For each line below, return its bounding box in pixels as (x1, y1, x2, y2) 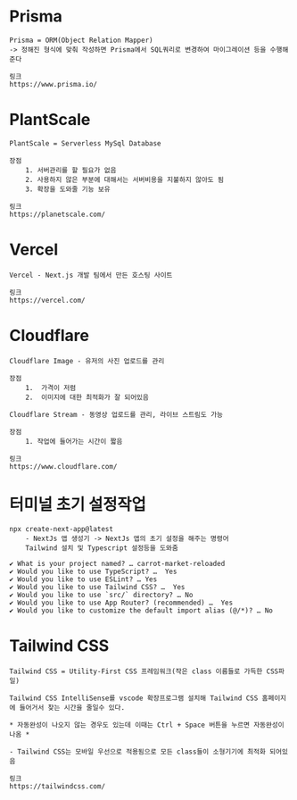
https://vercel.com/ (9, 296, 87, 304)
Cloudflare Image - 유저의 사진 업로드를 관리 (9, 356, 165, 365)
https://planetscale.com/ (9, 210, 105, 219)
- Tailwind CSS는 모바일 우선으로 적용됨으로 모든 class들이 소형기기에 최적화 (9, 747, 266, 756)
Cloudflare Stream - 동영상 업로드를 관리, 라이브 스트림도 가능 (9, 410, 224, 419)
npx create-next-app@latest (9, 524, 114, 533)
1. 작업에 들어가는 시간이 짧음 (25, 437, 123, 446)
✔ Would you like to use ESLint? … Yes (9, 574, 158, 584)
